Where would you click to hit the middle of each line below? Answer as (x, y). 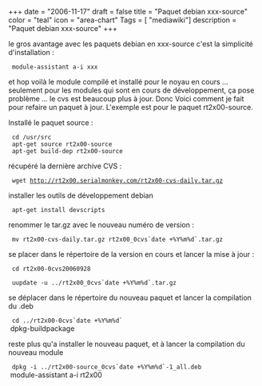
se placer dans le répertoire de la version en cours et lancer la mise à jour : (131, 254)
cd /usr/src (32, 137)
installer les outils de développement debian (81, 195)
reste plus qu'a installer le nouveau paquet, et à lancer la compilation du (127, 344)
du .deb (21, 306)
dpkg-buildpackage (42, 329)
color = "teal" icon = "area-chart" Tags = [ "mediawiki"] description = (123, 20)
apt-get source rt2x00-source (62, 144)
